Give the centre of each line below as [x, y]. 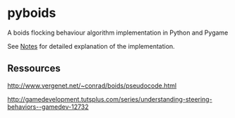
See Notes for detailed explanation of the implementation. [91, 46]
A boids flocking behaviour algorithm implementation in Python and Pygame [118, 33]
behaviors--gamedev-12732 [48, 107]
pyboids [32, 13]
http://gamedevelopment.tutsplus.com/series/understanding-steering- [110, 99]
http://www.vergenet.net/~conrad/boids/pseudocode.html [92, 85]
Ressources [34, 69]
